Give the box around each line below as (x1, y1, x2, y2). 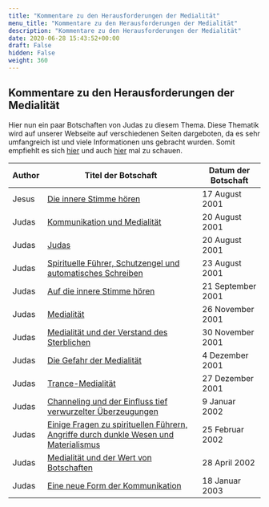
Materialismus (47, 439, 101, 450)
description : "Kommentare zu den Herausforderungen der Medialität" (8, 26, 242, 34)
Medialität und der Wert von (47, 452, 152, 463)
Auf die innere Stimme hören (47, 286, 155, 297)
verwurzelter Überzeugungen (47, 406, 159, 417)
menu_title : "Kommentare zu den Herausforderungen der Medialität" (8, 19, 239, 27)
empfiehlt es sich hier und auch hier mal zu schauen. (8, 145, 183, 155)
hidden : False (8, 49, 56, 57)
